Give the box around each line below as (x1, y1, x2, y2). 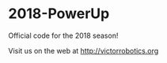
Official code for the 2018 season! (8, 31, 119, 40)
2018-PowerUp (8, 5, 110, 23)
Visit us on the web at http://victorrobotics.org (8, 46, 159, 55)
